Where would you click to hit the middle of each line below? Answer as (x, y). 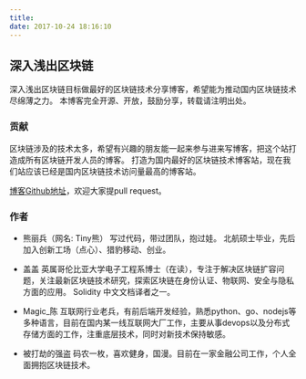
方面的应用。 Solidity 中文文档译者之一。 (99, 291)
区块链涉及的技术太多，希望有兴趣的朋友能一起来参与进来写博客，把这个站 (149, 148)
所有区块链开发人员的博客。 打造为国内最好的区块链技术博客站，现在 (154, 160)
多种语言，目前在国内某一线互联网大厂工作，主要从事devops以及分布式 (156, 322)
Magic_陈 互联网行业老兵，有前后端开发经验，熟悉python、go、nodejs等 (159, 311)
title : (22, 18)
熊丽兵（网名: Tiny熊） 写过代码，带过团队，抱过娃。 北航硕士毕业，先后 (159, 237)
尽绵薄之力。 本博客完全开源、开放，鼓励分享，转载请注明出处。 (130, 100)
